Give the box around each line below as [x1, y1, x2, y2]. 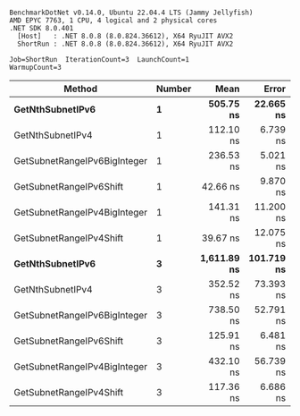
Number [155, 82, 192, 95]
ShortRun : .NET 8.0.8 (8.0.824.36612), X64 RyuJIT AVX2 [17, 39, 234, 48]
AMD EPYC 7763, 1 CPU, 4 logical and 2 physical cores [9, 16, 218, 25]
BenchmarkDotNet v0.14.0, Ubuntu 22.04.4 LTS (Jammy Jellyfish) [9, 8, 254, 17]
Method [63, 82, 98, 95]
